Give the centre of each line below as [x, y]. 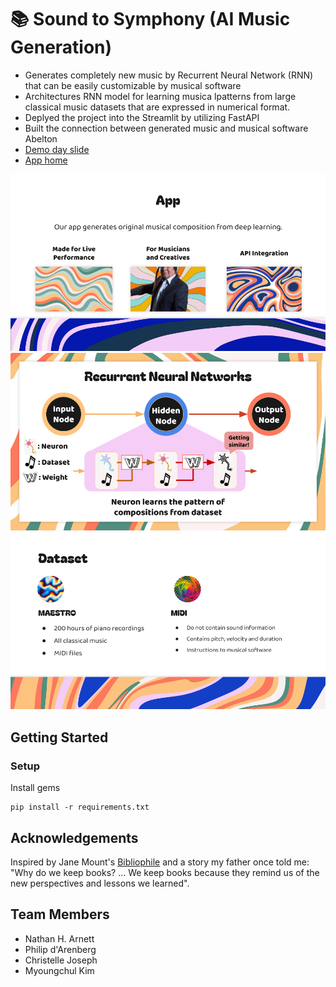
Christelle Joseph [61, 960]
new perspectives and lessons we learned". [100, 883]
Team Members [60, 914]
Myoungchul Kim [59, 970]
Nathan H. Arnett [59, 938]
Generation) [61, 47]
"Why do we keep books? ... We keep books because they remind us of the [165, 872]
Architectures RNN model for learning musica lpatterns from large [160, 96]
